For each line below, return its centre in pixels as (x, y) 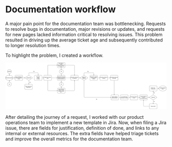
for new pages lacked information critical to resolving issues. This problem (84, 34)
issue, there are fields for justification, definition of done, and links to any (82, 128)
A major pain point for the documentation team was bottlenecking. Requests (86, 24)
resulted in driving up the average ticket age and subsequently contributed (84, 40)
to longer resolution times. (33, 45)
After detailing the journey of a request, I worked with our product (75, 117)
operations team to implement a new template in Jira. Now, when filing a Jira (86, 122)
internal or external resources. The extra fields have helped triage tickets (82, 133)
